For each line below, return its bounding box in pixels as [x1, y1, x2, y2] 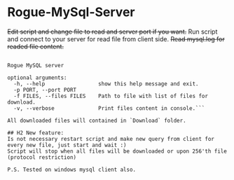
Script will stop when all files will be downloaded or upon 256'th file [7, 148, 228, 155]
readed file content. [7, 42, 64, 50]
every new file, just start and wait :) [7, 141, 128, 148]
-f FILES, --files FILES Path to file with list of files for [13, 92, 209, 99]
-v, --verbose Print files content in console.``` [13, 104, 205, 112]
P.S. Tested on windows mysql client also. [7, 166, 137, 173]
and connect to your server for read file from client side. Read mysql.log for [7, 34, 226, 43]
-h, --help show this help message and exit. [13, 80, 199, 88]
